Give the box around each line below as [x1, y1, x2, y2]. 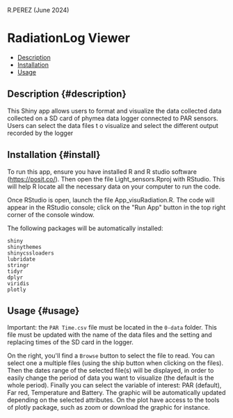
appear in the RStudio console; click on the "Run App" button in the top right [7, 203, 226, 211]
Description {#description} [7, 88, 127, 100]
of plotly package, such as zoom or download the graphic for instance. [7, 403, 210, 412]
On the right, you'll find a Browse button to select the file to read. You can [7, 351, 216, 360]
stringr [7, 262, 30, 268]
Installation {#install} [7, 149, 101, 161]
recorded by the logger [7, 129, 74, 137]
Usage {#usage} [7, 305, 80, 316]
